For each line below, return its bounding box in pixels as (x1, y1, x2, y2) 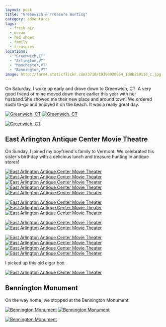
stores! (5, 159, 19, 164)
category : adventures (5, 16, 50, 21)
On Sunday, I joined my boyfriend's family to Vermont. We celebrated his (5, 148, 154, 154)
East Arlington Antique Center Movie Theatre (5, 135, 148, 144)
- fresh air (9, 26, 35, 31)
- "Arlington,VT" (9, 58, 46, 63)
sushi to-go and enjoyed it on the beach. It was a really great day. (5, 101, 139, 107)
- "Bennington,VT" (9, 68, 48, 73)
